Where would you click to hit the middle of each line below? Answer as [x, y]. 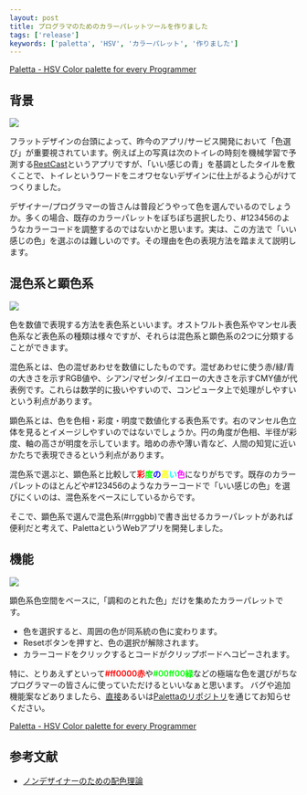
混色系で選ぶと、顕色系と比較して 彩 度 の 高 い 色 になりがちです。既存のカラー [153, 474]
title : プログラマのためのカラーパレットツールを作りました [109, 26]
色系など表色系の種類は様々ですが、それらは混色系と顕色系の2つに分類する [152, 335]
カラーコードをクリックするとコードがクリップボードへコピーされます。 [159, 653]
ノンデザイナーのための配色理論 [83, 780]
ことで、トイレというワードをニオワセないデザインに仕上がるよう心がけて [157, 175]
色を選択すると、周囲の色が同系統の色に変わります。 [122, 631]
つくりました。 [37, 187]
